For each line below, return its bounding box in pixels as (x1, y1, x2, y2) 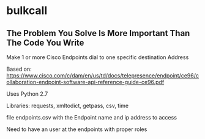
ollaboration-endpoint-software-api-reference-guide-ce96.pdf (6, 79, 165, 85)
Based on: (6, 65, 32, 73)
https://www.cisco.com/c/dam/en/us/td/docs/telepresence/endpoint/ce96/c (6, 72, 199, 79)
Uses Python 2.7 (6, 90, 48, 98)
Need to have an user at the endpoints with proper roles (6, 126, 147, 133)
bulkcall (6, 4, 48, 18)
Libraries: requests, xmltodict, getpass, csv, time (6, 102, 129, 109)
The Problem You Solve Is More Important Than (6, 28, 190, 38)
